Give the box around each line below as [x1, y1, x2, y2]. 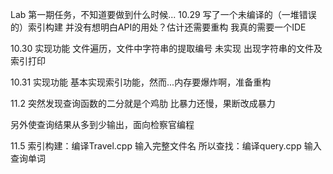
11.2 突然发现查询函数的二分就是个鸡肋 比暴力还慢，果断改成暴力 [10, 98, 276, 109]
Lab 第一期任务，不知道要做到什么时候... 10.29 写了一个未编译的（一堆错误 [10, 9, 317, 20]
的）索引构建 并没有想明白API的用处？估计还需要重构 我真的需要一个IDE [10, 21, 307, 33]
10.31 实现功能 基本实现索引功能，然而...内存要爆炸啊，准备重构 [10, 76, 272, 88]
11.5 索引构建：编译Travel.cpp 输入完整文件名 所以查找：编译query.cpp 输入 [10, 140, 322, 152]
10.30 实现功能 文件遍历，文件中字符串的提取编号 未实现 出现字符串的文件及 [10, 43, 323, 54]
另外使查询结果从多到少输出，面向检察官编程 [10, 119, 195, 130]
